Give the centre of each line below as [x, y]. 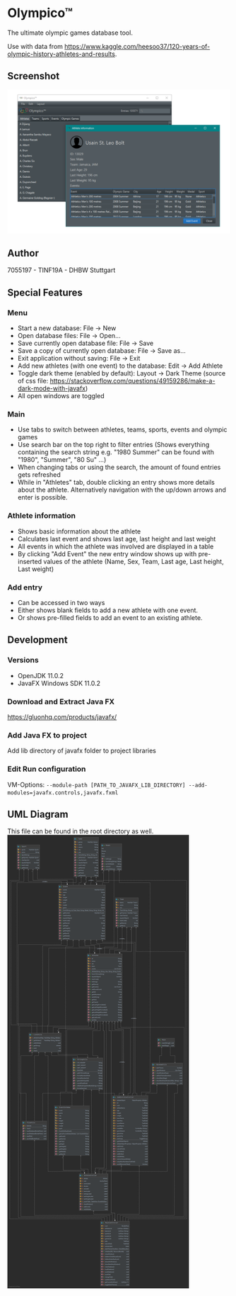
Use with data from [35, 46]
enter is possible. [43, 497]
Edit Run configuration [47, 769]
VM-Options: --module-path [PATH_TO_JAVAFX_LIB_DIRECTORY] [96, 784]
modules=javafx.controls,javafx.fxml [63, 793]
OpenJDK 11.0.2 [41, 675]
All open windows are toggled [61, 396]
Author [23, 253]
